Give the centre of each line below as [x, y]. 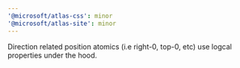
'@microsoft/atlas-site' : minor [62, 23]
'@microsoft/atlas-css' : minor [60, 16]
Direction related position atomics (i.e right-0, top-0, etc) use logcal [120, 46]
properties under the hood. [53, 55]
